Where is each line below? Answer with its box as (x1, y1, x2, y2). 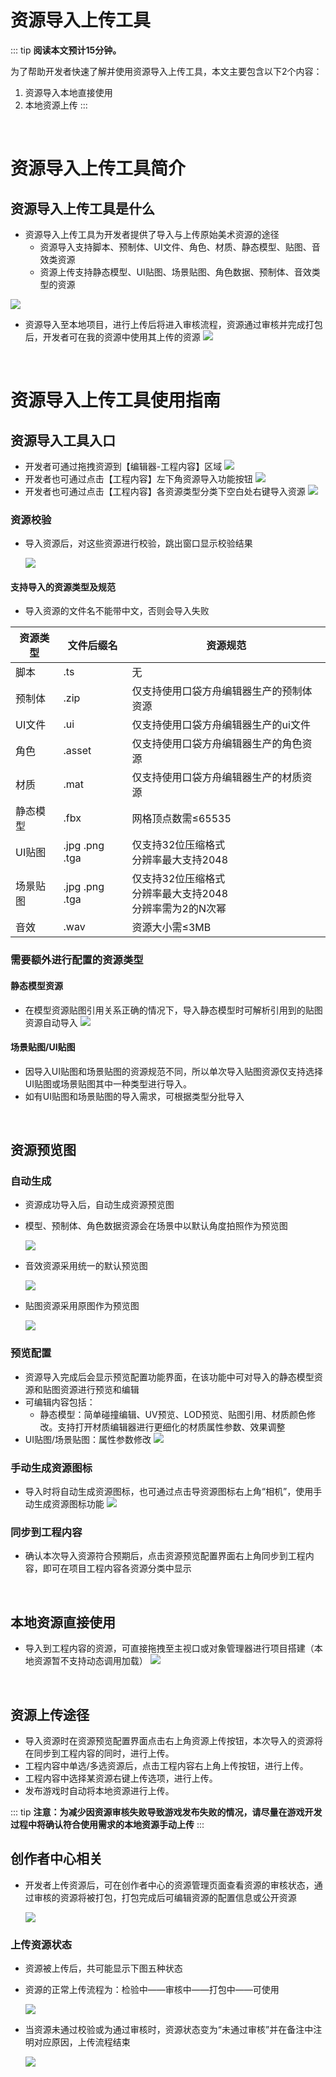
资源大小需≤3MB (131, 921, 212, 935)
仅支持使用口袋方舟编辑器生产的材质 (131, 771, 303, 785)
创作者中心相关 (10, 1851, 103, 1868)
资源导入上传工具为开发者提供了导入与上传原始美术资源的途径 (24, 228, 280, 240)
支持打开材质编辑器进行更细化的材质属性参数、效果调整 (57, 1421, 286, 1433)
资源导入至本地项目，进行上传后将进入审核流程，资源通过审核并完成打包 (24, 318, 323, 330)
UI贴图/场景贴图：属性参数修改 (24, 1433, 152, 1445)
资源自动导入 (24, 1016, 78, 1028)
